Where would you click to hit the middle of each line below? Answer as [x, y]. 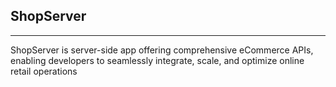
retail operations [44, 71]
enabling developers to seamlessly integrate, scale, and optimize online [157, 60]
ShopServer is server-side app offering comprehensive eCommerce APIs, [162, 50]
